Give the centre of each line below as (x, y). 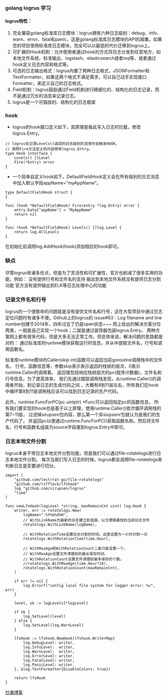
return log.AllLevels (36, 232)
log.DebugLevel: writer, (49, 643)
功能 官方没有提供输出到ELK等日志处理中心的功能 (56, 285)
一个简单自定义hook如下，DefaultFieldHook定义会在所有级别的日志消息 (86, 177)
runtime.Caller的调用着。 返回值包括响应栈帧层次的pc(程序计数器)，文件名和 (83, 373)
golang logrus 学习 (28, 8)
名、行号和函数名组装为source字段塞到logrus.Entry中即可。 (66, 427)
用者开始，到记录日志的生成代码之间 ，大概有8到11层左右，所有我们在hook (82, 385)
